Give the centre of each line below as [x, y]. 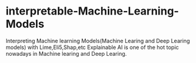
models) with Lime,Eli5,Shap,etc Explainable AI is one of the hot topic [92, 47]
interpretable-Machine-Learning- [92, 11]
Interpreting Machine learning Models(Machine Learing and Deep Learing [98, 41]
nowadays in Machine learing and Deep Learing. [66, 53]
